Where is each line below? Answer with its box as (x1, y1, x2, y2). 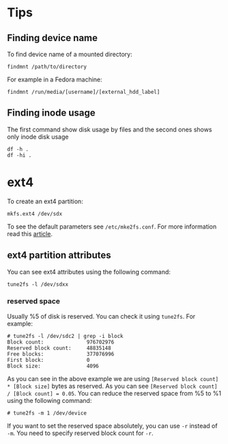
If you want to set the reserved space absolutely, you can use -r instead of (7, 421, 218, 430)
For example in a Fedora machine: (7, 75, 102, 83)
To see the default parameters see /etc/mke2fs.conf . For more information (7, 222, 217, 231)
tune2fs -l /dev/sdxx (7, 280, 69, 288)
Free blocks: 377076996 (7, 350, 115, 357)
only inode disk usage (7, 132, 69, 141)
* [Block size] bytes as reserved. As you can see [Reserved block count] (7, 382, 218, 390)
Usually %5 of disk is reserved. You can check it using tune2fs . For (7, 312, 196, 320)
